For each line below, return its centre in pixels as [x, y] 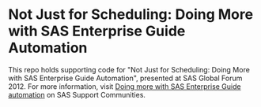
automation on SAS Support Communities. [77, 94]
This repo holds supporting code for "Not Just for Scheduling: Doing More [129, 69]
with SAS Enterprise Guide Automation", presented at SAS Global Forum [125, 78]
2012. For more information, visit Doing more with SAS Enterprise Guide [125, 86]
